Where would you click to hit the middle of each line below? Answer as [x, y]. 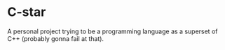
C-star [27, 12]
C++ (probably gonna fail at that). [55, 38]
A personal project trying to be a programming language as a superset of [112, 31]
